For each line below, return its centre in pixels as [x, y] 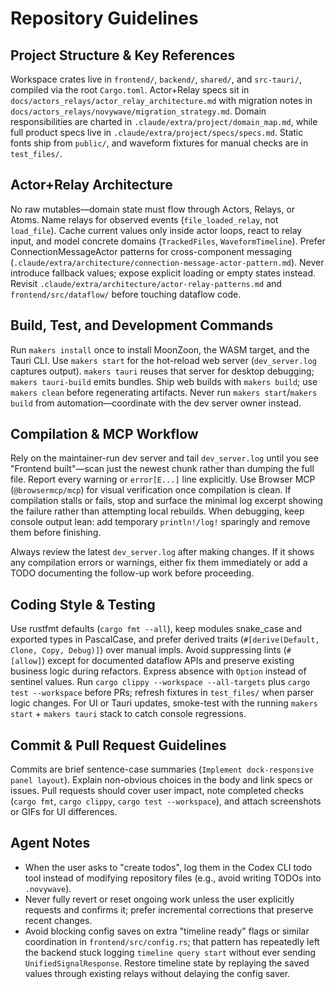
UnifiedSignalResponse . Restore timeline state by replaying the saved [167, 963]
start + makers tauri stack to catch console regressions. [128, 714]
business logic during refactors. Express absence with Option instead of [158, 671]
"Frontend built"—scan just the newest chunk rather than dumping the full [162, 469]
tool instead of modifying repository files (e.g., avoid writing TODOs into [173, 878]
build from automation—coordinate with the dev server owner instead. [156, 403]
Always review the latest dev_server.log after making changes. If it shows [162, 552]
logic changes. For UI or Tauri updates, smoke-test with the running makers [164, 703]
